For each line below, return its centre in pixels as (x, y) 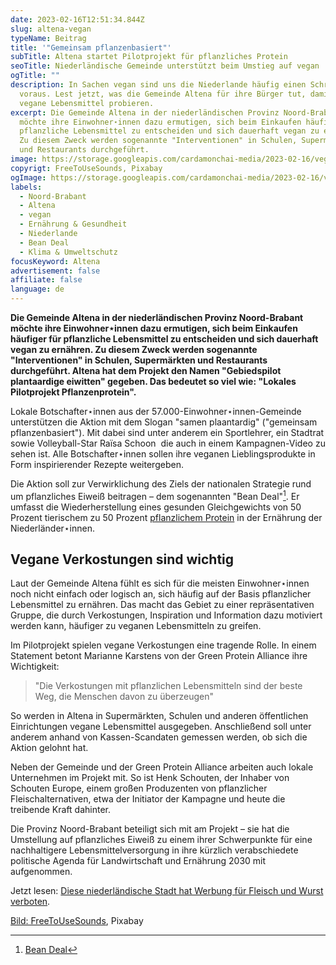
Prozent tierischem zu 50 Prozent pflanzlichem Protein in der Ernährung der (166, 517)
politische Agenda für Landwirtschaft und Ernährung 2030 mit (138, 861)
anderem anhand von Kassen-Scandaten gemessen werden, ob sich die (159, 737)
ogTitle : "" (35, 76)
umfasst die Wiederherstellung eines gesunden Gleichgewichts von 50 (156, 507)
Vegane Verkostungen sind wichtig (122, 559)
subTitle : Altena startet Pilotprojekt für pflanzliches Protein (149, 57)
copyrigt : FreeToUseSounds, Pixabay (86, 168)
